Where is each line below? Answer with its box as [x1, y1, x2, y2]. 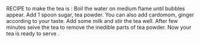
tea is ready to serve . [6, 30, 60, 37]
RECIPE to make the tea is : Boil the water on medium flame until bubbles [6, 5, 185, 12]
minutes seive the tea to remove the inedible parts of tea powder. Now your [6, 24, 192, 31]
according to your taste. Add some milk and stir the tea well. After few [6, 18, 178, 24]
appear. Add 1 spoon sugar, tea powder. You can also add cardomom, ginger [6, 11, 195, 18]
